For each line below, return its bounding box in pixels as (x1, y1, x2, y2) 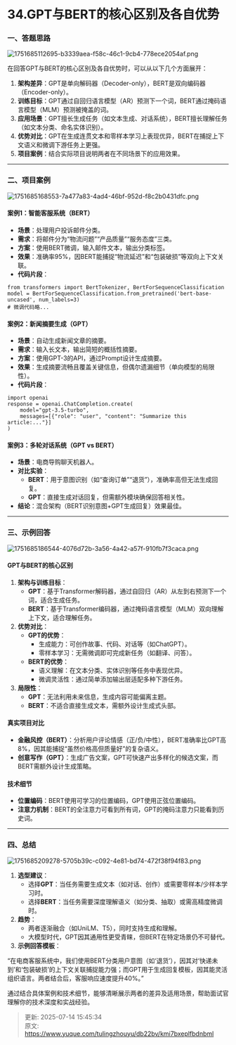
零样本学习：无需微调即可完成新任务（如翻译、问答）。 (38, 648, 196, 657)
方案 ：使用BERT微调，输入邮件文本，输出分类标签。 (17, 243, 169, 252)
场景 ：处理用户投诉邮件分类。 (17, 226, 104, 234)
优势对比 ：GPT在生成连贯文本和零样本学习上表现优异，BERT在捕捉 (17, 132, 212, 141)
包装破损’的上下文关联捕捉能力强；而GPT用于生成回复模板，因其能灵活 (22, 965, 228, 973)
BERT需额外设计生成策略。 (17, 762, 96, 771)
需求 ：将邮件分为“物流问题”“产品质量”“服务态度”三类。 (17, 234, 176, 243)
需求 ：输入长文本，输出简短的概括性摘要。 (17, 346, 141, 354)
